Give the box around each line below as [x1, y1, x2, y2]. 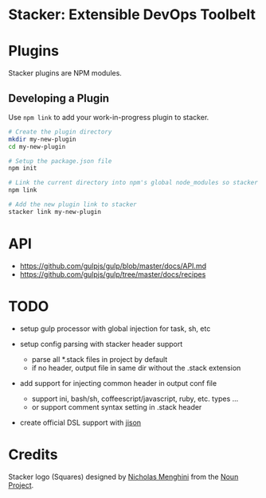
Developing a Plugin [8, 91, 110, 105]
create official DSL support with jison [19, 418, 142, 427]
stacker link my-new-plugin [8, 208, 102, 216]
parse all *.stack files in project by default [31, 354, 168, 364]
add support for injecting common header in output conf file [19, 378, 217, 387]
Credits [8, 445, 58, 463]
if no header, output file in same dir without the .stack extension [31, 363, 241, 372]
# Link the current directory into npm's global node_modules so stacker [8, 179, 259, 187]
